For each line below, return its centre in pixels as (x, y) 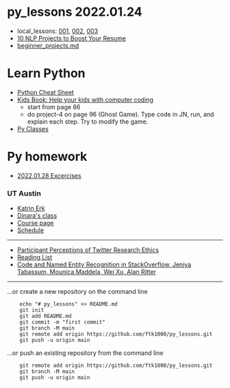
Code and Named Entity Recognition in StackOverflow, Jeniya (104, 264)
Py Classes (33, 128)
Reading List (35, 258)
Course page (35, 223)
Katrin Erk (31, 208)
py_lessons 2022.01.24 (75, 12)
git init (32, 310)
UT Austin (24, 193)
